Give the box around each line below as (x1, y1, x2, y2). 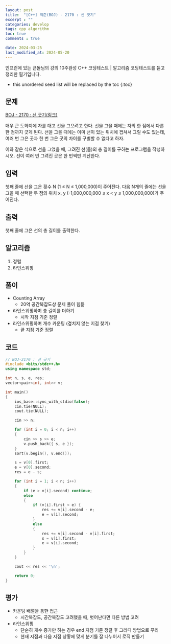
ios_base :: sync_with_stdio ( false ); (14, 399, 90, 404)
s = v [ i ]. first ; (41, 536, 77, 541)
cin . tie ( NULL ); (14, 404, 47, 409)
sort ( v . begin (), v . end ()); (14, 451, 72, 456)
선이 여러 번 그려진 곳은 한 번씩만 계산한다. (16, 153, 101, 159)
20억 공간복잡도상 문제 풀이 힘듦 (20, 301, 85, 307)
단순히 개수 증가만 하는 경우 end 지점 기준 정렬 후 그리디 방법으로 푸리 (20, 627, 159, 633)
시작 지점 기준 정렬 (20, 314, 58, 320)
